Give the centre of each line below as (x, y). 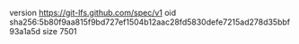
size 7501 (60, 31)
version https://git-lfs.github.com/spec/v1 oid (93, 13)
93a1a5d (25, 31)
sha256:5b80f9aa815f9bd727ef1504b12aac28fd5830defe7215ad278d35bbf (149, 22)
